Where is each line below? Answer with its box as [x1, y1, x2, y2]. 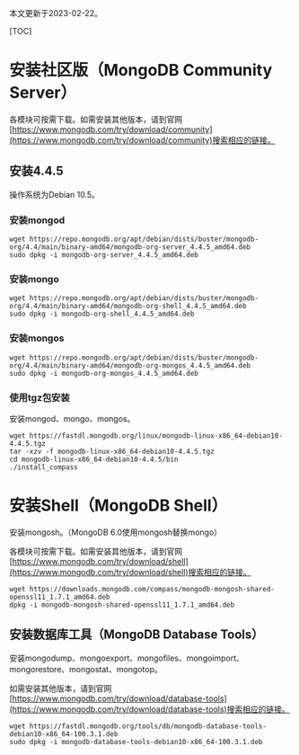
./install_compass [9, 462, 78, 472]
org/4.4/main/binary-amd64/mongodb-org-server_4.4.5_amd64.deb [9, 243, 251, 252]
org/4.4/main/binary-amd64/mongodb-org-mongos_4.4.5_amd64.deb [9, 360, 251, 370]
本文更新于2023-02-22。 [9, 8, 103, 18]
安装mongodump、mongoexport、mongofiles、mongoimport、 [9, 653, 245, 663]
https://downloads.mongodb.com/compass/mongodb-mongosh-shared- [29, 584, 276, 593]
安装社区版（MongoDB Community [9, 60, 273, 81]
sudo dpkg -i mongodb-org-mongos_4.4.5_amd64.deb [9, 369, 199, 377]
